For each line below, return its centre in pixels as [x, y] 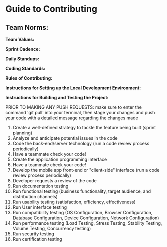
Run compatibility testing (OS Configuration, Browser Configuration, [83, 213]
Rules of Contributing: [29, 78]
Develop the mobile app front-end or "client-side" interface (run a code [86, 170]
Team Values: [20, 39]
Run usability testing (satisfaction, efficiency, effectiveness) [74, 202]
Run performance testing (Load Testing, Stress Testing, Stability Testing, [87, 223]
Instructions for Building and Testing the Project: [57, 98]
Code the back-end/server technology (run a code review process [81, 144]
